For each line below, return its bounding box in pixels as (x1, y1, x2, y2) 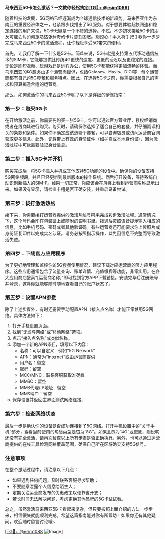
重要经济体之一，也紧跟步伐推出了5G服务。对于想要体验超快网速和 (18, 22, 153, 27)
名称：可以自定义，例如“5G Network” (19, 348, 95, 354)
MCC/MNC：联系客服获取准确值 (19, 372, 85, 378)
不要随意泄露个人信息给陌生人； (12, 483, 77, 490)
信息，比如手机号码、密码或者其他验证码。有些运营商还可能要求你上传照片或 (5, 224, 160, 230)
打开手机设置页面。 (12, 323, 52, 329)
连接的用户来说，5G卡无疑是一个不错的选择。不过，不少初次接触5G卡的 (9, 28, 155, 34)
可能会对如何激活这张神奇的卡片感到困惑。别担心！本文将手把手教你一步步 (9, 34, 160, 39)
